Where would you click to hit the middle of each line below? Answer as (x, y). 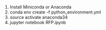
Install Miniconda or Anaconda (40, 7)
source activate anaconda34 (39, 17)
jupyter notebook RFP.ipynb (38, 22)
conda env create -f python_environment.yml (55, 12)
